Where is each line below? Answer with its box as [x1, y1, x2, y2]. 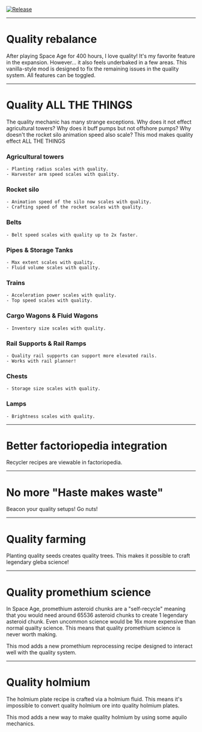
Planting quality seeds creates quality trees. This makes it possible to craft [6, 552, 191, 560]
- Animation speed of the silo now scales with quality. [6, 199, 152, 205]
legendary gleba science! [6, 558, 69, 566]
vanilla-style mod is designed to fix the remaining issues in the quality [6, 65, 179, 72]
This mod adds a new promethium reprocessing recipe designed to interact [6, 642, 193, 650]
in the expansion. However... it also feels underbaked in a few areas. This [6, 58, 188, 66]
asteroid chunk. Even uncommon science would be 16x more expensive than [6, 618, 196, 625]
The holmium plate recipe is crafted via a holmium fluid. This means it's [6, 696, 183, 703]
